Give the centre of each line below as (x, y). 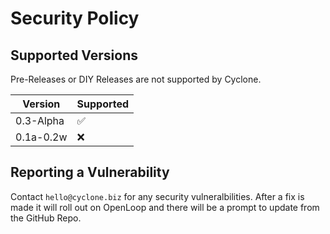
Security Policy (75, 18)
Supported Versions (74, 55)
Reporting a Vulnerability (90, 172)
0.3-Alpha (40, 120)
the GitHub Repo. (46, 218)
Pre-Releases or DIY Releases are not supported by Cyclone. (136, 79)
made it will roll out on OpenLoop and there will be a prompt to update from (165, 207)
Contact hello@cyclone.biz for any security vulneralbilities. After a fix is (157, 196)
